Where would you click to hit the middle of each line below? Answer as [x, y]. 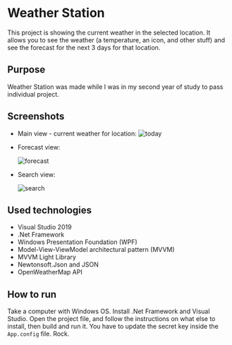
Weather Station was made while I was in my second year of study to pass [115, 87]
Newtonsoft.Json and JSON [58, 265]
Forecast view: [39, 147]
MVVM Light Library [47, 257]
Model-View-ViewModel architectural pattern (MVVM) [96, 250]
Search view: [36, 174]
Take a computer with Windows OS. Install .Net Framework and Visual [109, 311]
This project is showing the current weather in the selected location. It [109, 32]
